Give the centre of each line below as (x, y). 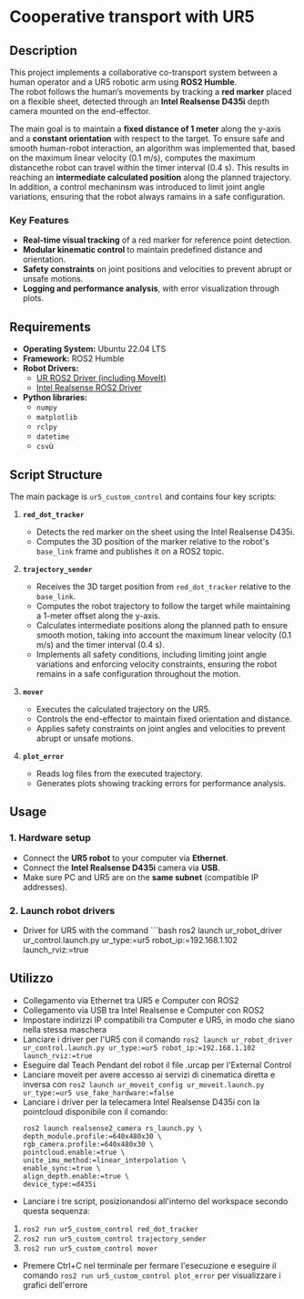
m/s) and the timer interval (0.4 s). (101, 644)
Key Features (40, 220)
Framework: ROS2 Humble (73, 359)
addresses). (45, 887)
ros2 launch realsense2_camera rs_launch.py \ (112, 1128)
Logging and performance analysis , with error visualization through (151, 288)
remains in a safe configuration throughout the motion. (138, 673)
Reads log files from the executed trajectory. (119, 774)
